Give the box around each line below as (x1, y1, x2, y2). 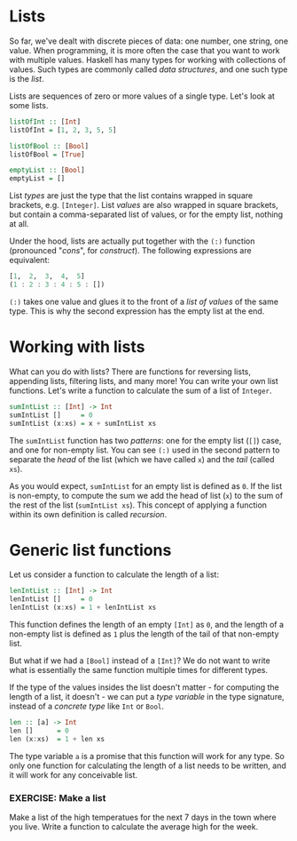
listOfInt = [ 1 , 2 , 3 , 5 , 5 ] (9, 125, 117, 134)
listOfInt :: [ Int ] (9, 117, 82, 126)
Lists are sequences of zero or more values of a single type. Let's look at (9, 91, 275, 101)
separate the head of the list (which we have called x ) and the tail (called (9, 453, 275, 464)
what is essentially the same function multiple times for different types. (9, 665, 269, 676)
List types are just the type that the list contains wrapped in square (9, 190, 254, 201)
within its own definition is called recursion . (9, 509, 168, 519)
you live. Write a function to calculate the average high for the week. (9, 821, 259, 832)
